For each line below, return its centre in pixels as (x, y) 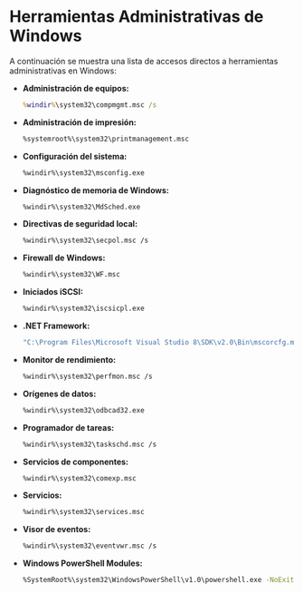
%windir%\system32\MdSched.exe (81, 207)
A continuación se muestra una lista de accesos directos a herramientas (144, 61)
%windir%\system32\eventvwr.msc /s (90, 546)
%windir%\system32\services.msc (83, 512)
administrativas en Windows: (63, 71)
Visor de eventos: (57, 530)
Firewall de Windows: (64, 258)
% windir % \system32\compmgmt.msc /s (90, 105)
